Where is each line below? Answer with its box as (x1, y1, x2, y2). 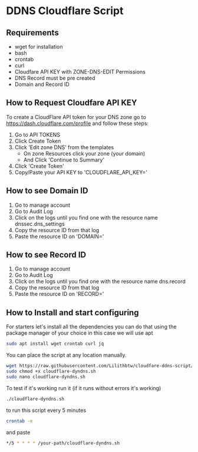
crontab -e (6, 418, 33, 424)
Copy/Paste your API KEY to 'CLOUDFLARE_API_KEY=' (14, 169, 147, 176)
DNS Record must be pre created (14, 75, 95, 81)
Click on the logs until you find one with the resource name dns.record (14, 278, 186, 285)
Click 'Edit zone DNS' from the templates (14, 143, 114, 151)
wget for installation (14, 43, 63, 50)
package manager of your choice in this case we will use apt (6, 329, 153, 336)
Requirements (6, 28, 59, 38)
